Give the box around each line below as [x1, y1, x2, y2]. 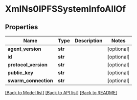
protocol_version [7, 61, 48, 68]
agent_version [7, 45, 42, 52]
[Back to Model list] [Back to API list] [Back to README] [5, 90, 117, 96]
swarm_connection [7, 77, 53, 84]
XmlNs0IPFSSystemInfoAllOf [5, 3, 126, 15]
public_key [7, 69, 34, 76]
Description [74, 38, 103, 44]
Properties [5, 23, 38, 31]
